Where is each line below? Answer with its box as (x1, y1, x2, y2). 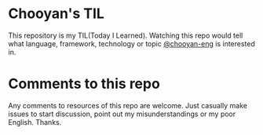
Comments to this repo (8, 75, 161, 93)
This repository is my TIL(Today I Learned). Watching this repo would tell (8, 31, 243, 40)
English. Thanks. (8, 117, 62, 126)
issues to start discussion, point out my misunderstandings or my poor (8, 109, 236, 119)
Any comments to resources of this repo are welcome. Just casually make (8, 100, 247, 110)
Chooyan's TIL (8, 5, 104, 23)
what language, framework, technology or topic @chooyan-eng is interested (8, 38, 255, 48)
